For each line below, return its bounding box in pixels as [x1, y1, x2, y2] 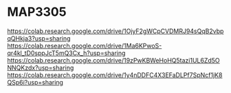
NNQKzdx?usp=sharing [7, 63, 74, 72]
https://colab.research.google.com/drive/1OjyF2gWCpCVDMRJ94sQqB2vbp [7, 27, 224, 35]
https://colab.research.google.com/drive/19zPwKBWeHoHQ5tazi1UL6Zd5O [7, 56, 220, 64]
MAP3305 [7, 4, 67, 20]
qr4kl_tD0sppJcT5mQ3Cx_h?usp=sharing [7, 49, 126, 57]
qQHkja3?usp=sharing [7, 34, 71, 42]
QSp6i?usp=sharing [7, 78, 64, 86]
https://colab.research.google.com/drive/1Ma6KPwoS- [7, 41, 162, 50]
